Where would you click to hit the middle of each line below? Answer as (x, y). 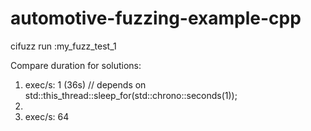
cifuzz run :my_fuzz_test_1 (63, 46)
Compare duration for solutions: (76, 65)
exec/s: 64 (47, 116)
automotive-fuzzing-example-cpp (156, 18)
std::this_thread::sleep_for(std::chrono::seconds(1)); (131, 95)
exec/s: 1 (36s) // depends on (85, 84)
